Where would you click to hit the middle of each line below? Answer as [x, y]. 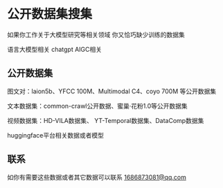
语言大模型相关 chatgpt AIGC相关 [55, 49]
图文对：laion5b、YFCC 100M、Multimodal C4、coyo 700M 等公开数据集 [112, 91]
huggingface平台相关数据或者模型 [55, 135]
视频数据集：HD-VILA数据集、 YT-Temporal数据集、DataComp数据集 [106, 120]
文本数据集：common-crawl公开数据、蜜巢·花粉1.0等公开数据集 [98, 106]
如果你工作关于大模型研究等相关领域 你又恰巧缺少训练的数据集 [96, 35]
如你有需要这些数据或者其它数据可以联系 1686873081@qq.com [97, 177]
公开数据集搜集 [50, 14]
